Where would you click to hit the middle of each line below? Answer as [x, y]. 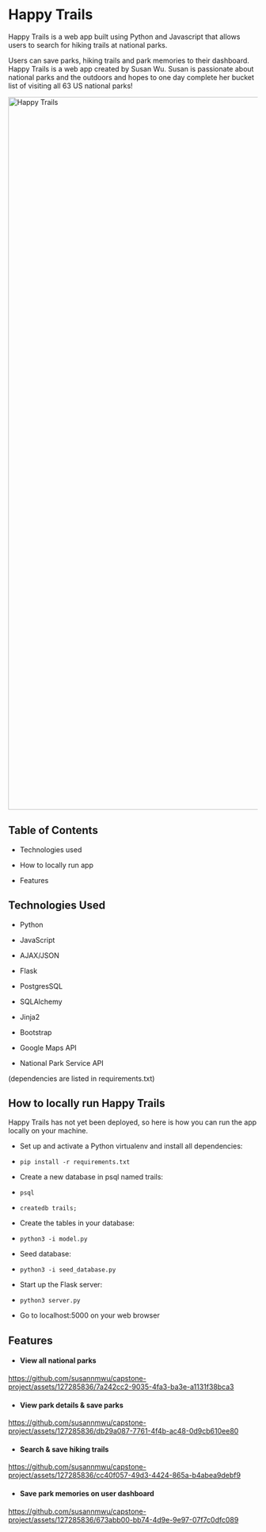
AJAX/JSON [39, 955]
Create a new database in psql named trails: [91, 1177]
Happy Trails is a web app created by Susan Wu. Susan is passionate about [131, 68]
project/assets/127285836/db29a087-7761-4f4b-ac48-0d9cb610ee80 [123, 1431]
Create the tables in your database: [77, 1223]
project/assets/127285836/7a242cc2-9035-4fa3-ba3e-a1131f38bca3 [122, 1387]
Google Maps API [48, 1048]
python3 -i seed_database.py [68, 1270]
